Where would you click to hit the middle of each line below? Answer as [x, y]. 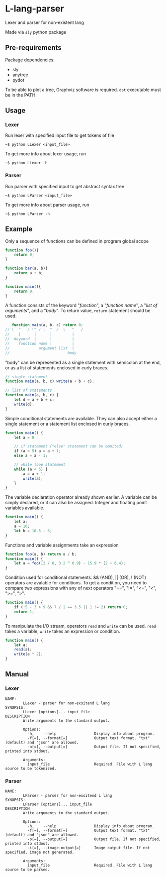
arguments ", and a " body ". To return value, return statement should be [78, 311]
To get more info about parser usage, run [47, 205]
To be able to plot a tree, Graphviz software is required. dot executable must [83, 90]
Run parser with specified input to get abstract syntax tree [65, 186]
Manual [17, 674]
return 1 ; [24, 612]
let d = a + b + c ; [34, 400]
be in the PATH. [21, 95]
